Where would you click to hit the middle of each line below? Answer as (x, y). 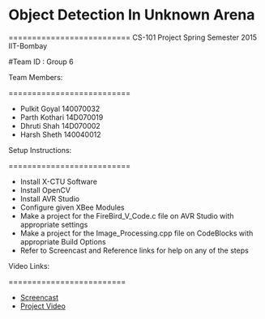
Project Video (43, 306)
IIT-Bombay (28, 45)
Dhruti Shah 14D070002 (60, 125)
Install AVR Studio (49, 198)
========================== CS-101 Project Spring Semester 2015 (133, 37)
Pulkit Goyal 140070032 (60, 108)
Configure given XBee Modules (73, 207)
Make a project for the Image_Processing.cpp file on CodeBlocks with (137, 233)
